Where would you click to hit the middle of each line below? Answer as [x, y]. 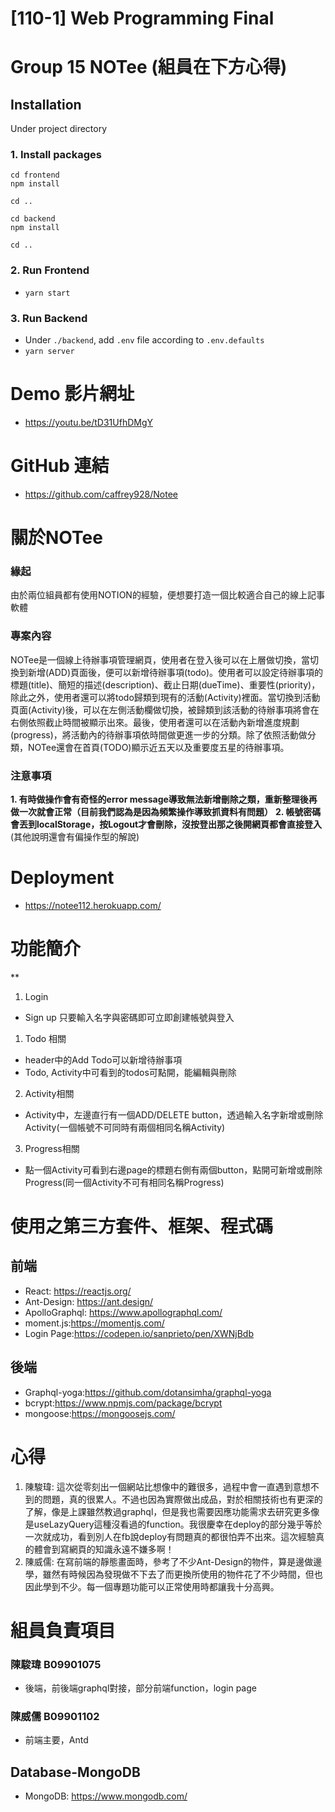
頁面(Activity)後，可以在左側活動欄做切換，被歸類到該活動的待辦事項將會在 [165, 709]
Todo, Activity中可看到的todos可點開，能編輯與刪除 [130, 1072]
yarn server [49, 352]
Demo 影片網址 [72, 394]
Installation [46, 104]
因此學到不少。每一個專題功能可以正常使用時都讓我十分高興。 [152, 1586]
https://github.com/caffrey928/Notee [101, 494]
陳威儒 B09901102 [55, 1717]
